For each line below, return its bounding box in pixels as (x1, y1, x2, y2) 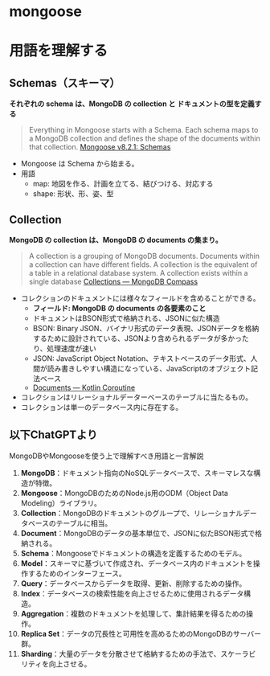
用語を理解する (9, 42, 108, 60)
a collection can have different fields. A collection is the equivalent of (28, 260, 258, 269)
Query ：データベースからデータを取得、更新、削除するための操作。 (20, 578, 247, 588)
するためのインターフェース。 (27, 568, 127, 578)
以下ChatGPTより (9, 428, 98, 442)
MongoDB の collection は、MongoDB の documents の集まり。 (9, 236, 223, 244)
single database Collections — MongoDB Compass (28, 277, 198, 286)
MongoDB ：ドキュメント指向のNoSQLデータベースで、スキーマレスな (20, 468, 254, 477)
